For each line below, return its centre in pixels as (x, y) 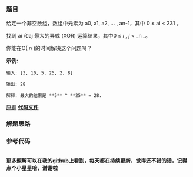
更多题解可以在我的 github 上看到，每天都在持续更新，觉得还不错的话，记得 (97, 161)
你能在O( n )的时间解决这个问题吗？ (49, 48)
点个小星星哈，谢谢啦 (32, 168)
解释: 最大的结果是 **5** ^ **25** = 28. (54, 96)
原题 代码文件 (22, 108)
